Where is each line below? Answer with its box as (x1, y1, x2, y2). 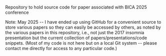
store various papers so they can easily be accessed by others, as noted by (5, 24, 161, 30)
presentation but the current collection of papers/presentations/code (5, 35, 147, 41)
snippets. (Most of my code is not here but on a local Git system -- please (5, 40, 157, 46)
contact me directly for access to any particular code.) (5, 46, 117, 51)
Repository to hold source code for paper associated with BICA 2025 (5, 4, 147, 10)
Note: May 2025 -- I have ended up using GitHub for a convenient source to (5, 19, 161, 25)
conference (5, 9, 29, 15)
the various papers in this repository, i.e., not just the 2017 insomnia (5, 30, 144, 35)
